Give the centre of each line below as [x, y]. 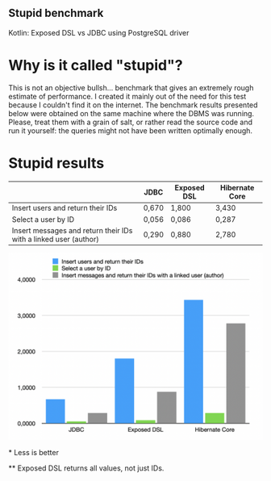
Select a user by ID [43, 219]
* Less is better [33, 452]
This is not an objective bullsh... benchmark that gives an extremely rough [131, 87]
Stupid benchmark [56, 13]
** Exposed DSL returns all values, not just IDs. [86, 468]
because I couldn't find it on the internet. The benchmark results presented [133, 105]
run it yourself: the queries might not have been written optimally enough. [130, 130]
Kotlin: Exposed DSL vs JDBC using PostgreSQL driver [99, 32]
